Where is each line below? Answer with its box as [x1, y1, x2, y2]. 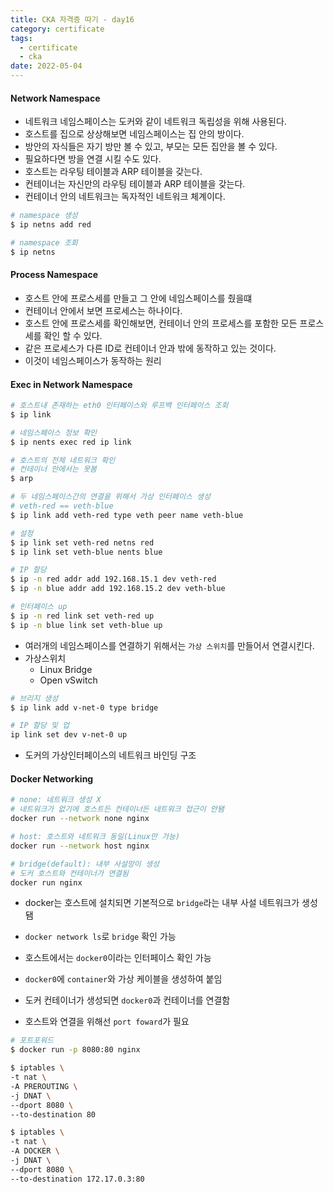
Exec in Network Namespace [10, 378, 133, 390]
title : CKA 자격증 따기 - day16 [10, 14, 135, 25]
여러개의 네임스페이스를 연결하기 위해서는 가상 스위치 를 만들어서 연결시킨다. [24, 639, 315, 651]
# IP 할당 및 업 [10, 721, 70, 731]
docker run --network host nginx [10, 841, 150, 851]
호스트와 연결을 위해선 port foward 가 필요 [24, 1016, 190, 1028]
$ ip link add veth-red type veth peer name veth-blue [10, 510, 244, 520]
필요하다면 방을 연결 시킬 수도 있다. [24, 153, 162, 165]
